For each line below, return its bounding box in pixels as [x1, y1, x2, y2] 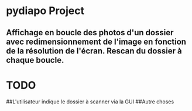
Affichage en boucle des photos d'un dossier [6, 28, 174, 38]
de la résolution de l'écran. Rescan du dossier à [6, 46, 183, 56]
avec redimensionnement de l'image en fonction [6, 36, 186, 46]
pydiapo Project [6, 4, 85, 18]
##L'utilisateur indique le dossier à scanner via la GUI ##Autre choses [6, 98, 174, 105]
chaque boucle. [6, 55, 64, 65]
